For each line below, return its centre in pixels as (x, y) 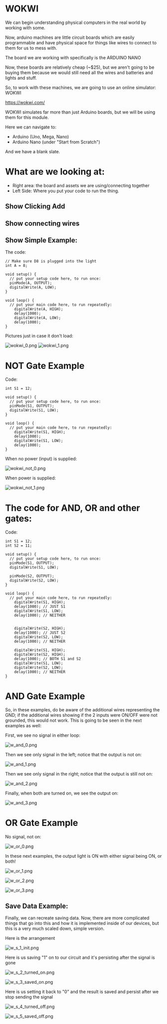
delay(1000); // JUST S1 (40, 607)
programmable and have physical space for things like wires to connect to (81, 42)
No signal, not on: (23, 837)
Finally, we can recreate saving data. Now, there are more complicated (77, 918)
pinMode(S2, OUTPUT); (32, 576)
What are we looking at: (55, 172)
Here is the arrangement (30, 938)
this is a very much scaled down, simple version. (55, 928)
